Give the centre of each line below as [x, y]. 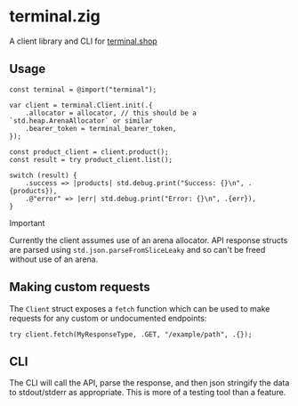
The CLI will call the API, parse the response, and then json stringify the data [149, 383]
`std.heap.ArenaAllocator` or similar [81, 121]
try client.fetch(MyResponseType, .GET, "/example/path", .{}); [131, 334]
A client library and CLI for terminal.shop [83, 41]
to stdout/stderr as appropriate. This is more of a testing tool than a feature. [148, 393]
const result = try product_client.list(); [91, 159]
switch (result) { [43, 175]
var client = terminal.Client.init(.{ [81, 105]
